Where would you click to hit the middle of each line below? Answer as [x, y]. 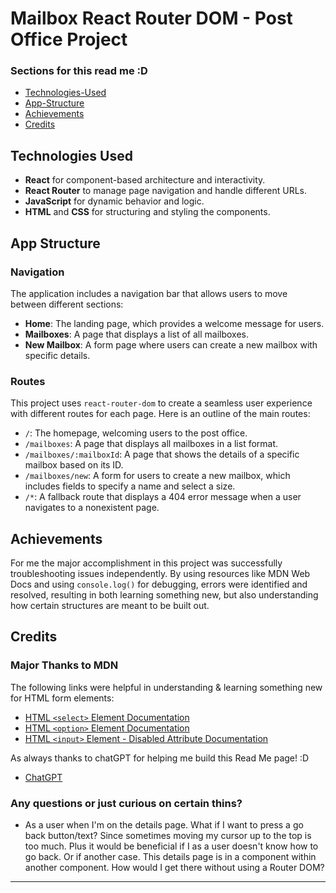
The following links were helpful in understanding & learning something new [166, 687]
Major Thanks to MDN [64, 665]
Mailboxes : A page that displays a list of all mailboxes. [136, 334]
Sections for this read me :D [79, 71]
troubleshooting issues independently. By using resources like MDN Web [160, 574]
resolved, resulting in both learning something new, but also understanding [164, 595]
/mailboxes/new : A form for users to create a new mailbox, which [157, 476]
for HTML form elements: [62, 698]
